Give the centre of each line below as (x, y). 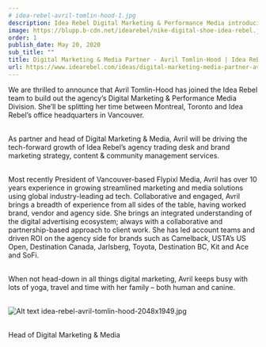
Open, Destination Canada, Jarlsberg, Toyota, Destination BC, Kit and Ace (129, 246)
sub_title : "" (32, 52)
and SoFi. (24, 255)
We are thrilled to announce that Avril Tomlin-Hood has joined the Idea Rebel (133, 90)
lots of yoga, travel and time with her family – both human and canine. (122, 287)
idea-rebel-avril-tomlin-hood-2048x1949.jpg (114, 311)
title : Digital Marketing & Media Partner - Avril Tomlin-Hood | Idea (127, 60)
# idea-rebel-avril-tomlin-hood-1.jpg (72, 15)
